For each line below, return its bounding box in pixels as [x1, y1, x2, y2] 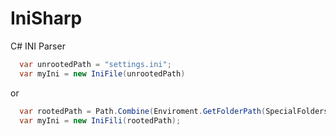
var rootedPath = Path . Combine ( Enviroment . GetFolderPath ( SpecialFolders [19, 106, 329, 116]
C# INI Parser [10, 40, 66, 52]
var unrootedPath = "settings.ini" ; [19, 59, 172, 69]
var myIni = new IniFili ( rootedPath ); [19, 115, 182, 126]
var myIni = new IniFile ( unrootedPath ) [19, 68, 186, 79]
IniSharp [10, 7, 83, 30]
